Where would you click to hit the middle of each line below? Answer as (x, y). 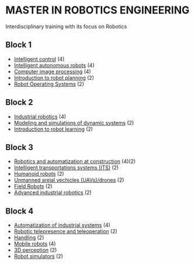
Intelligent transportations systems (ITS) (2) (66, 168)
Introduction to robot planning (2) (54, 77)
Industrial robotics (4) (40, 116)
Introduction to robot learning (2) (53, 129)
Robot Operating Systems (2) (49, 84)
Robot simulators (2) (39, 256)
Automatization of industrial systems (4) (62, 225)
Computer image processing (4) (52, 72)
